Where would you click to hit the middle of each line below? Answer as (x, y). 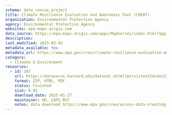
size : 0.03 (26, 90)
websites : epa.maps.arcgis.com (39, 29)
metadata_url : (20, 52)
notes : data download (37, 105)
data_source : (19, 34)
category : (16, 57)
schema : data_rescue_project (36, 10)
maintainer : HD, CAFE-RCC (42, 100)
